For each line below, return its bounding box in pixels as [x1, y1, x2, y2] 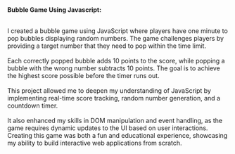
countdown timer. [7, 101, 58, 110]
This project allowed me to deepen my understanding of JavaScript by [7, 86, 211, 95]
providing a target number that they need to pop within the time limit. [7, 41, 206, 50]
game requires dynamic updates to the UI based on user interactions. [7, 124, 208, 132]
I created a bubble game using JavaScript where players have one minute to [7, 27, 229, 35]
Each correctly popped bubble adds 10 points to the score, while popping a [7, 57, 225, 65]
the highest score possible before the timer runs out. [7, 72, 160, 79]
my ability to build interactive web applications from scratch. [7, 139, 182, 147]
